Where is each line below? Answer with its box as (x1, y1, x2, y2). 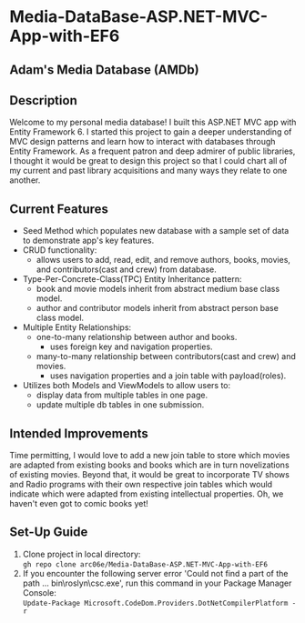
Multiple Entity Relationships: (22, 322, 132, 333)
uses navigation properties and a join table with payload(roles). (49, 370, 287, 381)
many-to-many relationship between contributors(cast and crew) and (36, 351, 296, 362)
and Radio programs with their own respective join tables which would (9, 479, 273, 490)
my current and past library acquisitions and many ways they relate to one (9, 166, 288, 176)
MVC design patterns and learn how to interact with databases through (9, 136, 276, 147)
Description (9, 93, 77, 108)
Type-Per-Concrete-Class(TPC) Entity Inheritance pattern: (22, 274, 242, 285)
